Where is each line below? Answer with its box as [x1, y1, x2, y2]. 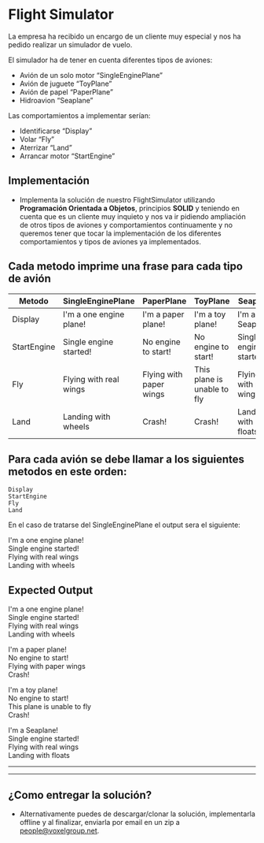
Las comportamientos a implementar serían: [8, 110, 151, 120]
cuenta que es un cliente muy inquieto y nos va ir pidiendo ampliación [19, 211, 246, 221]
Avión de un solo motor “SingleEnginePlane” [19, 70, 163, 80]
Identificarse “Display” [19, 126, 93, 136]
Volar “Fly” [19, 134, 55, 143]
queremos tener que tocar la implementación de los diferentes [19, 228, 222, 238]
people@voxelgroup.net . [19, 826, 100, 835]
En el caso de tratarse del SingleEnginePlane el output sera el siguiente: [8, 520, 241, 529]
